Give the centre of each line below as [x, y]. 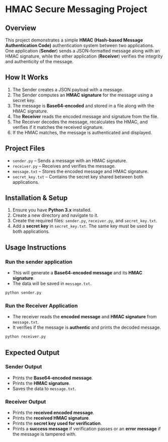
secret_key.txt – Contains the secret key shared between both [78, 177]
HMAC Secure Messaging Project [76, 9]
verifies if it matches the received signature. [58, 127]
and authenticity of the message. [39, 61]
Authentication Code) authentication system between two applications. [80, 45]
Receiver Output [26, 402]
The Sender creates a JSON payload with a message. [68, 89]
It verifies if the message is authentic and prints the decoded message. [87, 327]
